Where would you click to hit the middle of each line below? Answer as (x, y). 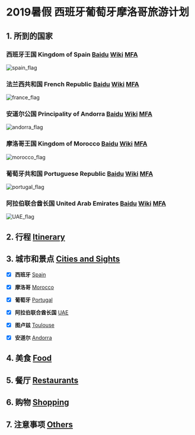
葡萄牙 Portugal (34, 300)
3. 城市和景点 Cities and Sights (63, 259)
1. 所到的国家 (30, 36)
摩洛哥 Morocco (34, 287)
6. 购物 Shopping (38, 403)
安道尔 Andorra (33, 338)
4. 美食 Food (29, 358)
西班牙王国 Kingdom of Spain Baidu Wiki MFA (72, 54)
